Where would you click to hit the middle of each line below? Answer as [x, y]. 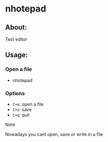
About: [16, 27]
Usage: [17, 55]
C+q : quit [21, 115]
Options [15, 93]
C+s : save [22, 109]
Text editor [16, 39]
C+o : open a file [28, 104]
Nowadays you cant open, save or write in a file [54, 134]
